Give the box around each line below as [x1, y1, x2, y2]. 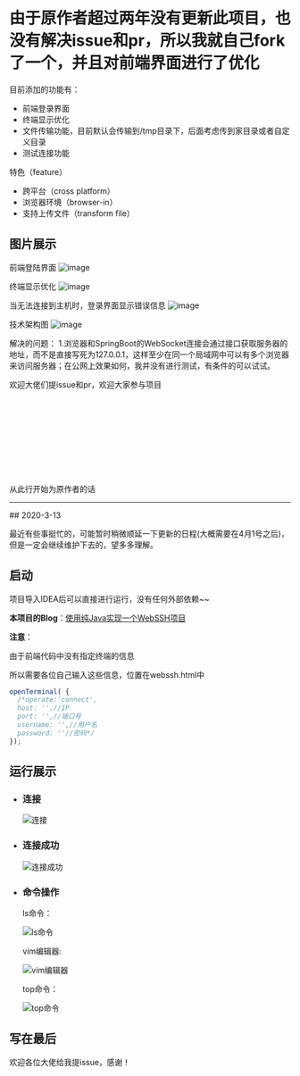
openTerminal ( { [9, 687, 70, 696]
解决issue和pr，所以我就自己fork [40, 30, 286, 51]
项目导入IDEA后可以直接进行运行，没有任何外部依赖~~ [9, 593, 210, 604]
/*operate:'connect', [17, 696, 98, 705]
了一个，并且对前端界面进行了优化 [9, 53, 261, 73]
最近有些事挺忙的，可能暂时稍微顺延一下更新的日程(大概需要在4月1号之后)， [9, 528, 289, 538]
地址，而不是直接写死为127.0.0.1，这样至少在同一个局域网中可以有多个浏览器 [9, 349, 290, 360]
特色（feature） [9, 166, 67, 177]
